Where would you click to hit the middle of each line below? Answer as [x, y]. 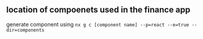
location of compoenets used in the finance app [98, 10]
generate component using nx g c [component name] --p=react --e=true [98, 24]
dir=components [25, 30]
